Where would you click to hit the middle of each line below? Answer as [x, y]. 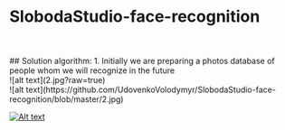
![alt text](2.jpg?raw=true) [57, 79]
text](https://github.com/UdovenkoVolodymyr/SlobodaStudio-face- [151, 89]
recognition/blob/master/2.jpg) [66, 99]
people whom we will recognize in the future [92, 70]
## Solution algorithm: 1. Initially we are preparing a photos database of [142, 60]
